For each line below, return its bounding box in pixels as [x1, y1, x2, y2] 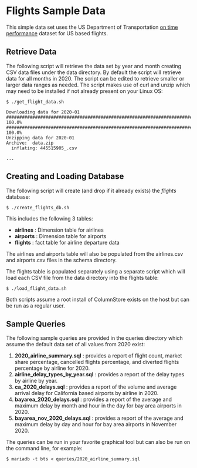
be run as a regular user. [6, 302, 66, 309]
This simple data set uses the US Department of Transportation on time [6, 24, 178, 31]
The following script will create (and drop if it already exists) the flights [6, 187, 177, 194]
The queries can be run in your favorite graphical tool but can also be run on [6, 439, 191, 446]
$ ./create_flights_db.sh [6, 205, 69, 210]
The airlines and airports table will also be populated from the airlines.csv [6, 250, 184, 257]
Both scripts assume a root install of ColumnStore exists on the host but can [6, 296, 189, 303]
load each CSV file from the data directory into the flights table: [6, 274, 159, 281]
